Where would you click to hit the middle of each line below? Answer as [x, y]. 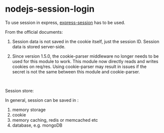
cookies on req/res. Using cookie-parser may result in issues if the [79, 66]
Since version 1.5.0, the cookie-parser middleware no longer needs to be [85, 56]
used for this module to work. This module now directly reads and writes [85, 61]
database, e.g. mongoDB [37, 125]
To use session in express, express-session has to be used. [65, 22]
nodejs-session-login [50, 9]
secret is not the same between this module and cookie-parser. [76, 71]
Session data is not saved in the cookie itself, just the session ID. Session [86, 41]
